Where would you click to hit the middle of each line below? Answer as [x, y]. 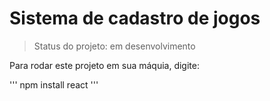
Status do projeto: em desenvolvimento [114, 46]
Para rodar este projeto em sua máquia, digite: [104, 65]
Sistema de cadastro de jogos [135, 18]
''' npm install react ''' [54, 84]
